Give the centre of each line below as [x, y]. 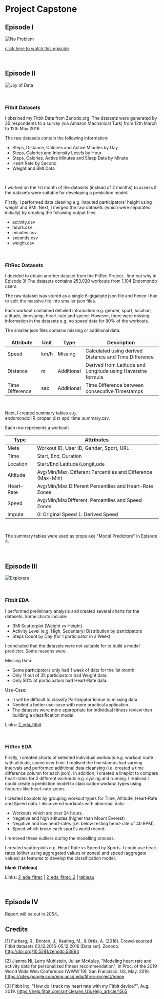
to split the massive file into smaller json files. [51, 301]
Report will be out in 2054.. [32, 914]
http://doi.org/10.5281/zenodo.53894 [42, 951]
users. [11, 286]
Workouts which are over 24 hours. [47, 813]
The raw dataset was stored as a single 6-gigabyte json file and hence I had [81, 296]
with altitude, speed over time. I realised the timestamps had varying [74, 762]
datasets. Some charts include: [36, 616]
